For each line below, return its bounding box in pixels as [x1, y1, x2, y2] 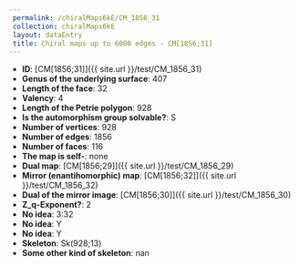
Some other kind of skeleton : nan [21, 248, 150, 259]
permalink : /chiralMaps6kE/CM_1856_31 [12, 13, 160, 23]
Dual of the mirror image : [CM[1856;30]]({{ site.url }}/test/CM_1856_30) [21, 189, 292, 200]
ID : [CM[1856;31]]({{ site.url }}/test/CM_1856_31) [21, 64, 202, 75]
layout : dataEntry [12, 30, 83, 39]
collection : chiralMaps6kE [12, 22, 116, 31]
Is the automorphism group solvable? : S [21, 112, 177, 123]
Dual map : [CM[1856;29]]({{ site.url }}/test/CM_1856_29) [21, 160, 234, 171]
